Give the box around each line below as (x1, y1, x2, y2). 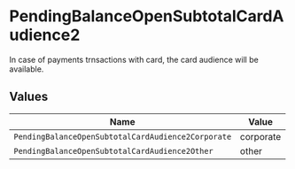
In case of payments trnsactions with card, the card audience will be (9, 54, 259, 65)
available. (9, 64, 44, 74)
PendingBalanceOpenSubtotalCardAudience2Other (13, 146, 214, 156)
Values (9, 89, 49, 104)
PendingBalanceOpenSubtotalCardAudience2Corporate (13, 131, 232, 142)
